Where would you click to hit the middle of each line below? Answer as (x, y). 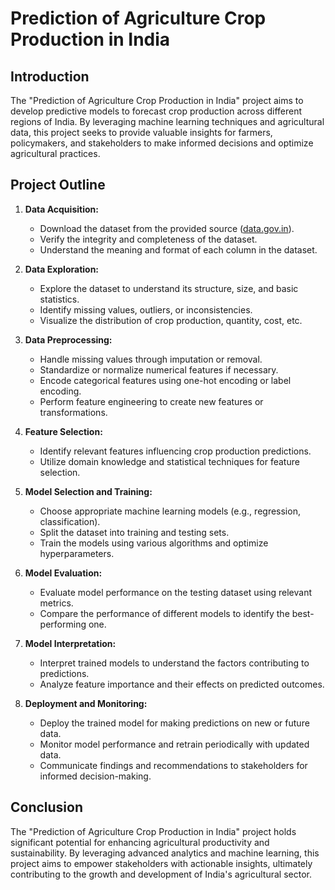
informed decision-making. (95, 776)
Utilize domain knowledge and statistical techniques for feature (169, 461)
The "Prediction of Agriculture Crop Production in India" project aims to (157, 100)
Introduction (50, 76)
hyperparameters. (77, 553)
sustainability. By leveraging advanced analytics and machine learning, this (165, 853)
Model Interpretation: (70, 643)
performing (63, 624)
